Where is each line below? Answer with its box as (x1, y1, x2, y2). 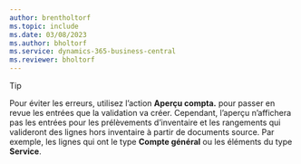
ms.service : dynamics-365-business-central (9, 47, 177, 56)
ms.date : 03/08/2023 (9, 30, 88, 39)
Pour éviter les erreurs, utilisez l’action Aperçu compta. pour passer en (9, 98, 276, 109)
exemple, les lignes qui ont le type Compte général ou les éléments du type (9, 137, 293, 147)
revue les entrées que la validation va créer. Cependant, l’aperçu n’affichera (9, 108, 292, 118)
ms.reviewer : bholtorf (9, 55, 95, 64)
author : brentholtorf (9, 13, 92, 23)
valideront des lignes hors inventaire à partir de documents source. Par (9, 127, 275, 137)
